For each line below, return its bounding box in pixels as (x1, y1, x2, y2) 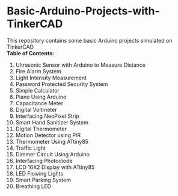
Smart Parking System (15, 176, 72, 183)
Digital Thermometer (15, 125, 67, 132)
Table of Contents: (7, 49, 55, 57)
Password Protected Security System (15, 80, 108, 88)
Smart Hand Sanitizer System (15, 118, 89, 126)
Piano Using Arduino (15, 93, 67, 100)
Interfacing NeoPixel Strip (15, 112, 80, 120)
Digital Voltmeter (15, 106, 57, 113)
